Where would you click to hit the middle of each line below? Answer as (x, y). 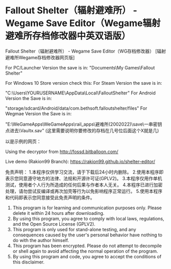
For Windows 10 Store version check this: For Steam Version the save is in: (84, 83)
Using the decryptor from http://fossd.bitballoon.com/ (62, 152)
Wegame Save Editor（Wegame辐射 (83, 23)
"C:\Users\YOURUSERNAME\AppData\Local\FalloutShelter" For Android (80, 93)
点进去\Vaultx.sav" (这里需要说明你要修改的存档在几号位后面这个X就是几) (82, 130)
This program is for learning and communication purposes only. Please (87, 208)
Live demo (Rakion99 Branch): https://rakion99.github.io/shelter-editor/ (80, 161)
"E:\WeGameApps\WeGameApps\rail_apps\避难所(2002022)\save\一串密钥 (84, 124)
